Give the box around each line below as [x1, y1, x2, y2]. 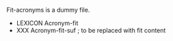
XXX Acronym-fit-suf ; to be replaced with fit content [16, 27, 166, 34]
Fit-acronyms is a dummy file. [6, 6, 90, 14]
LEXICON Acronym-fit [16, 19, 79, 27]
